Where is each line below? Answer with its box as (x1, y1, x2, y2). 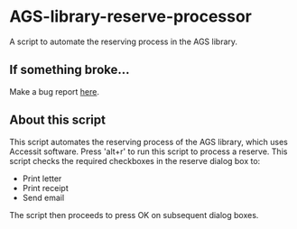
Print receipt (22, 182, 70, 193)
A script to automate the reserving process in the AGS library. (9, 36, 237, 47)
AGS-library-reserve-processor (9, 6, 253, 27)
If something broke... (9, 62, 130, 78)
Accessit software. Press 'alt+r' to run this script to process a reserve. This (9, 146, 288, 157)
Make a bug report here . (9, 86, 100, 96)
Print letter (22, 173, 62, 184)
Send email (22, 192, 65, 203)
